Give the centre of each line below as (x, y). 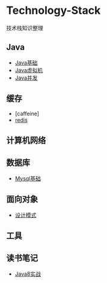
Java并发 (26, 78)
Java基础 (26, 62)
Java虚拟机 (29, 70)
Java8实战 (28, 274)
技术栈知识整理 (25, 28)
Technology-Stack (53, 11)
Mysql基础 (28, 178)
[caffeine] (27, 113)
